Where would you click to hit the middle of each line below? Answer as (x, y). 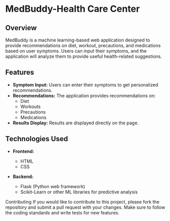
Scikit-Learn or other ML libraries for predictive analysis (79, 192)
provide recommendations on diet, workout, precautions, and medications (83, 46)
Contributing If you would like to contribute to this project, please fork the (82, 202)
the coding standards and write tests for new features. (63, 212)
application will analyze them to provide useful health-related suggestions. (84, 56)
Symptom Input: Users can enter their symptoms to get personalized (85, 84)
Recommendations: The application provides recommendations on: (84, 96)
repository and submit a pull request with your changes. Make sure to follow (85, 207)
